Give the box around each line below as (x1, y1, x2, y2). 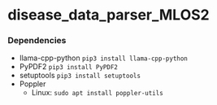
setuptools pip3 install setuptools (19, 71, 141, 81)
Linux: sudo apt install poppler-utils (31, 88, 163, 98)
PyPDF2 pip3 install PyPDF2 (19, 62, 119, 72)
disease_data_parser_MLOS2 (7, 6, 210, 24)
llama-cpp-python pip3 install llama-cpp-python (19, 53, 189, 63)
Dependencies (7, 35, 67, 46)
